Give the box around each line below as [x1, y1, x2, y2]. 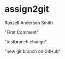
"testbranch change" [4, 38, 47, 45]
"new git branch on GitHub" [4, 48, 61, 54]
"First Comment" [4, 29, 39, 35]
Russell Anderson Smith [4, 20, 53, 26]
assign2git [4, 3, 49, 15]
